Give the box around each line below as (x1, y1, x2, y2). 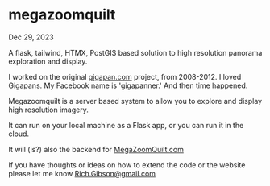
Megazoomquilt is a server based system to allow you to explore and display (8, 96, 263, 105)
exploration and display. (8, 56, 88, 66)
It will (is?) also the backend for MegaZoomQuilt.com (8, 144, 184, 154)
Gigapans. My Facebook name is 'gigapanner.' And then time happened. (8, 81, 248, 90)
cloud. (8, 129, 30, 138)
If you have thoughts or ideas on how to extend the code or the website (8, 159, 246, 170)
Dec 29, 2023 (8, 32, 54, 42)
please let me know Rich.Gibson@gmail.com (8, 168, 156, 178)
